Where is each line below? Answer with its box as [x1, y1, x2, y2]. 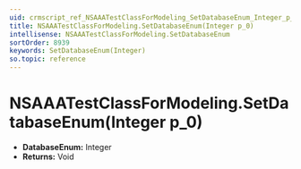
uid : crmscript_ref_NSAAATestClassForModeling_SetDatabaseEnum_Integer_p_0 [9, 13, 298, 22]
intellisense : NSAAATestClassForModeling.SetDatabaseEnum [9, 30, 230, 38]
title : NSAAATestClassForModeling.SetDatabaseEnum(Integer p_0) [9, 21, 254, 30]
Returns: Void [21, 151, 74, 162]
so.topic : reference [9, 55, 87, 63]
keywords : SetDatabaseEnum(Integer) [9, 46, 146, 55]
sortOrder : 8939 [9, 38, 70, 47]
